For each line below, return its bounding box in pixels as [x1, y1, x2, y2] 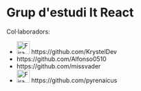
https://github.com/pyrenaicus [31, 76, 118, 84]
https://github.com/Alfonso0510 [16, 55, 107, 63]
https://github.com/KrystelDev [31, 47, 118, 55]
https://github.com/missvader [16, 62, 101, 70]
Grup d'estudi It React [6, 5, 134, 21]
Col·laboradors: [6, 27, 51, 36]
